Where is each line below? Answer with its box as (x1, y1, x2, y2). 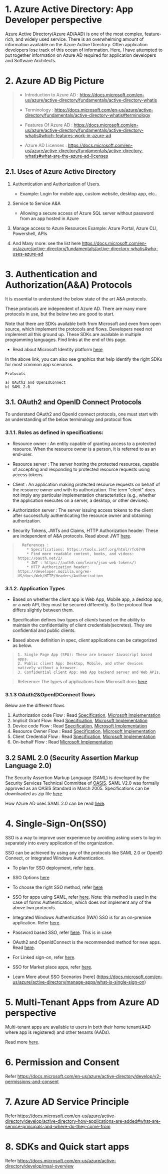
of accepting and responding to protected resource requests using (12, 466, 150, 472)
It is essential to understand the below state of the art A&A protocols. (5, 295, 147, 302)
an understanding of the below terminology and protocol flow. (5, 416, 132, 422)
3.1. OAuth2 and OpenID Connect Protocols (5, 398, 141, 406)
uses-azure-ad (12, 251, 43, 257)
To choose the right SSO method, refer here (12, 884, 103, 890)
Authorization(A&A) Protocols (5, 279, 132, 290)
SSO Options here (12, 875, 50, 881)
